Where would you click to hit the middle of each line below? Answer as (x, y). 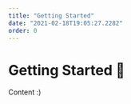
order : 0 (23, 30)
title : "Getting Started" (51, 16)
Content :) (25, 92)
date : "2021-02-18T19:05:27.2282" (66, 23)
